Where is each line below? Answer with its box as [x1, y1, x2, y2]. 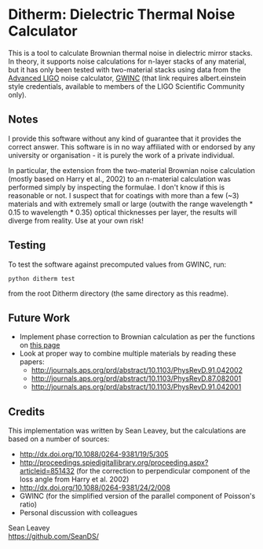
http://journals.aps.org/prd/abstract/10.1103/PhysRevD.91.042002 [31, 366, 243, 375]
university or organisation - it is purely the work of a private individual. [8, 150, 236, 160]
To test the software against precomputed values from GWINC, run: [8, 260, 226, 269]
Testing [8, 238, 46, 252]
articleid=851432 [19, 466, 75, 476]
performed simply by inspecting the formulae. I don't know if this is [8, 182, 225, 192]
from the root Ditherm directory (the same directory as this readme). [8, 289, 229, 298]
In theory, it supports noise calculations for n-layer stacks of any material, [8, 57, 247, 66]
